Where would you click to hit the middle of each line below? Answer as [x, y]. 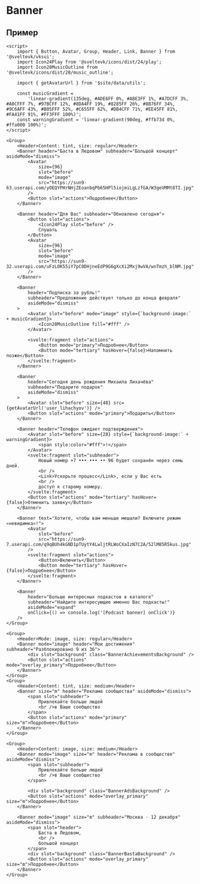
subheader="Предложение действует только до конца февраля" [104, 298]
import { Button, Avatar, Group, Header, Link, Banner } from [96, 52]
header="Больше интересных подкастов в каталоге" [91, 597]
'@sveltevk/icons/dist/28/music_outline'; [60, 73]
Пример [22, 33]
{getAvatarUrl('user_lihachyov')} [49, 408]
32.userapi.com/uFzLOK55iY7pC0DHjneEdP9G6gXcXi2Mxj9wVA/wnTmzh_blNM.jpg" [100, 267]
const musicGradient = [45, 93]
